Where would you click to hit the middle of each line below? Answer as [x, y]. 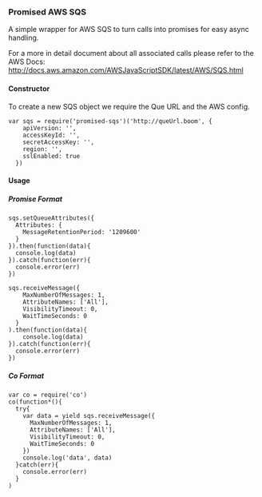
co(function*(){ [35, 402]
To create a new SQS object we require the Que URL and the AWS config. [129, 106]
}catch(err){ [37, 465]
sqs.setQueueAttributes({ [51, 218]
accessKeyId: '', [52, 135]
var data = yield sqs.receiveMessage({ [89, 416]
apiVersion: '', [50, 128]
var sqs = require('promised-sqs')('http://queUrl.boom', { [111, 121]
